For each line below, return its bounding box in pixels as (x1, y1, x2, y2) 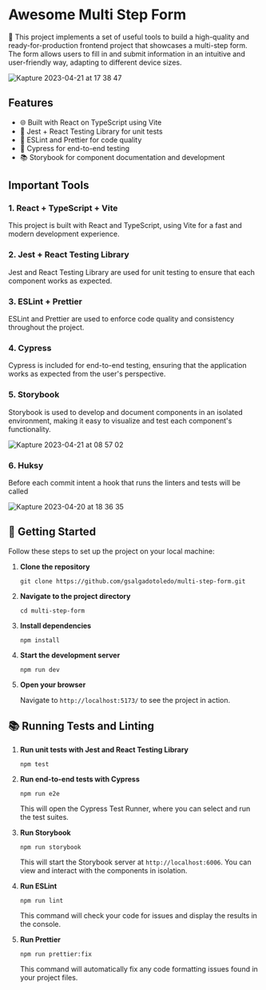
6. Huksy (8, 460, 44, 471)
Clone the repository (19, 561, 90, 571)
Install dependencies (19, 621, 92, 630)
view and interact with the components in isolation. (19, 865, 188, 875)
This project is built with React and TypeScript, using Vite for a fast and (8, 221, 242, 230)
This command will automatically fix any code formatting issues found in (19, 964, 258, 973)
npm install (19, 636, 60, 645)
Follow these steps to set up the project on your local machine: (8, 546, 215, 556)
